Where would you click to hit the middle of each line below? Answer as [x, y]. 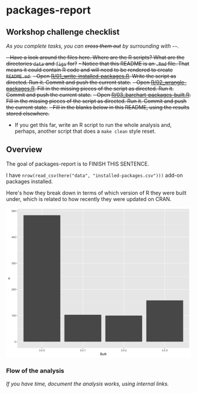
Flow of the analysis [35, 371]
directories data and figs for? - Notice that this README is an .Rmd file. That [98, 63]
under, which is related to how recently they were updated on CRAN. [89, 199]
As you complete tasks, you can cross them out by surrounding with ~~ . [93, 46]
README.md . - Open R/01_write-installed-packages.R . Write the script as [91, 76]
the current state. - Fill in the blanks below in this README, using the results [98, 107]
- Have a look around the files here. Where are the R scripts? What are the [95, 57]
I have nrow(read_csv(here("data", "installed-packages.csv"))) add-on [94, 175]
